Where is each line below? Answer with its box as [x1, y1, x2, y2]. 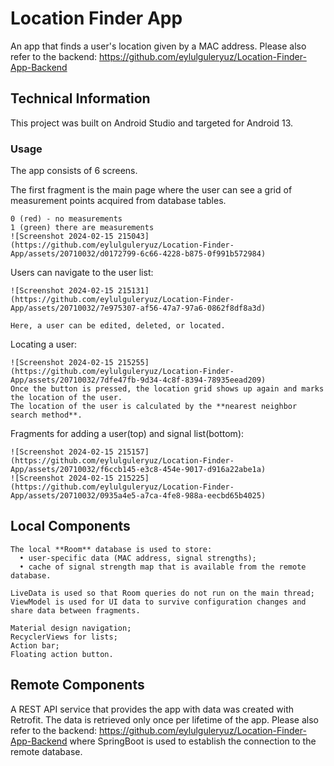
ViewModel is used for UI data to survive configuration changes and [10, 597, 307, 607]
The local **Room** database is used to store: [10, 544, 213, 554]
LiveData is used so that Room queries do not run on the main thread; [10, 588, 315, 598]
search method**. [10, 410, 83, 421]
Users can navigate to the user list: [10, 267, 154, 279]
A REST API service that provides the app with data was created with [10, 703, 294, 715]
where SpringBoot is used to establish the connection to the [69, 735, 317, 747]
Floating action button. [10, 649, 114, 659]
